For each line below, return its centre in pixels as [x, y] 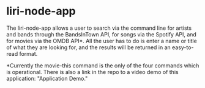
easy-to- [183, 47]
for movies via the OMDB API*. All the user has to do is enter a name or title [102, 41]
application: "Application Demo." [47, 78]
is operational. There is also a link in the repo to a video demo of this [92, 72]
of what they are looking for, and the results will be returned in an [89, 47]
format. [28, 53]
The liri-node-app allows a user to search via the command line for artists [99, 28]
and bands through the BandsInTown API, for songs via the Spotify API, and [102, 34]
